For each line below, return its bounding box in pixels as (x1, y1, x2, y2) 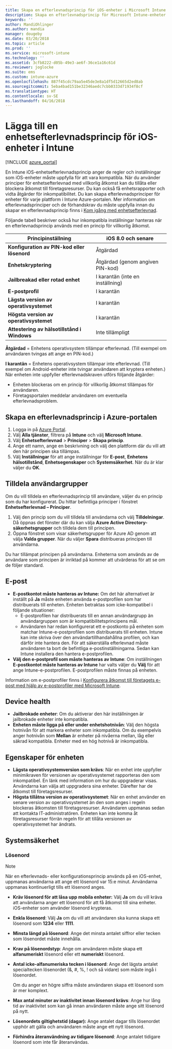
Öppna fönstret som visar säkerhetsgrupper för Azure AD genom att (12, 530, 157, 537)
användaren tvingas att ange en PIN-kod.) (5, 351, 94, 357)
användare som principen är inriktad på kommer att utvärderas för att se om (5, 557, 165, 563)
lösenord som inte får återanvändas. (12, 1039, 90, 1045)
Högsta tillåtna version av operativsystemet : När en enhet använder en (12, 794, 166, 800)
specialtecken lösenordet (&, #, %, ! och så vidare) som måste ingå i (12, 966, 157, 972)
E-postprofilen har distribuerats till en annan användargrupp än (20, 612, 154, 619)
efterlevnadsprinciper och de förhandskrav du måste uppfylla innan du (5, 202, 155, 208)
